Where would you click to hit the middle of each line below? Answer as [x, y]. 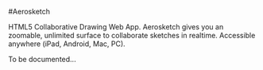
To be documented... [43, 59]
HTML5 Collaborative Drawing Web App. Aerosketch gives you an [116, 27]
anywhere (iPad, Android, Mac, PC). [67, 44]
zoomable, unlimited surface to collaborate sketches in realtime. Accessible [132, 35]
